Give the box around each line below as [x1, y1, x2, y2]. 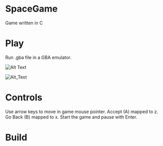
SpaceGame [5, 3, 58, 15]
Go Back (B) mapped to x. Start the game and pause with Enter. [5, 114, 138, 120]
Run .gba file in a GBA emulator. [5, 54, 72, 60]
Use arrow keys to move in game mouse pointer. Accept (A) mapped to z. [5, 108, 158, 115]
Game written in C [5, 20, 43, 26]
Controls [5, 92, 43, 103]
